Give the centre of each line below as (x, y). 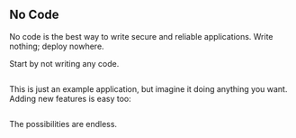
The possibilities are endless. (63, 124)
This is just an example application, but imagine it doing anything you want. (148, 88)
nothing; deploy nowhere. (57, 46)
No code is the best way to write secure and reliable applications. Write (141, 36)
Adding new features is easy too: (71, 98)
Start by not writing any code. (64, 63)
